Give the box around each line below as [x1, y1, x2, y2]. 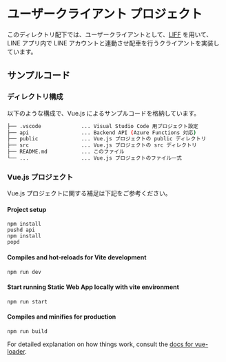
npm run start [7, 298, 48, 305]
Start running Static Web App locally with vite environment [7, 283, 179, 291]
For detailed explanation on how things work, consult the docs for [7, 340, 194, 348]
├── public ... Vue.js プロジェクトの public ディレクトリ [7, 136, 207, 142]
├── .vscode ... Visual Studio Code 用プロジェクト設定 [7, 123, 198, 129]
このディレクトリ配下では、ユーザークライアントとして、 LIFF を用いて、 [7, 30, 213, 39]
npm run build [7, 328, 48, 334]
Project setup [7, 205, 47, 213]
